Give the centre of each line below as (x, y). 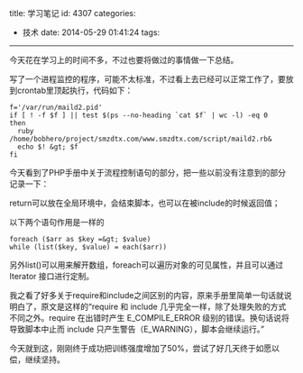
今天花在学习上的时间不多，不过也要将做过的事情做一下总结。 (124, 60)
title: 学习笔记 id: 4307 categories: (73, 13)
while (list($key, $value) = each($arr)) (88, 247)
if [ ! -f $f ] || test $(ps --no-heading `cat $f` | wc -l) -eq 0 (139, 115)
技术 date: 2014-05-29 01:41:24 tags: (91, 32)
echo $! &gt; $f (48, 147)
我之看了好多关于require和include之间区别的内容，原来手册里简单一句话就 (147, 295)
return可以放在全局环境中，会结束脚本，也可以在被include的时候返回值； (145, 203)
